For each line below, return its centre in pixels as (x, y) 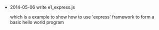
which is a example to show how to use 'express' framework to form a (82, 17)
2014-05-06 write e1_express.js (42, 7)
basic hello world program (37, 22)
